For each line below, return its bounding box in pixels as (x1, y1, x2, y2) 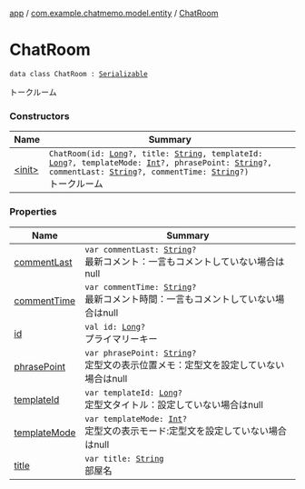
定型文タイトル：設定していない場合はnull (84, 398, 263, 411)
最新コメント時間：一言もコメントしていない (84, 293, 276, 305)
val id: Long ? (84, 322, 146, 332)
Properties (9, 205, 57, 218)
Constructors (9, 109, 70, 122)
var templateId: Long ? (84, 387, 183, 398)
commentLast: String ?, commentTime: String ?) (48, 167, 250, 177)
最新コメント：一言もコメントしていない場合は (84, 254, 285, 267)
